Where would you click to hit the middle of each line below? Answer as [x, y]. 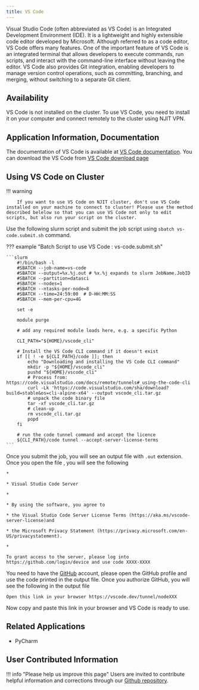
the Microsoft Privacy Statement [53, 531]
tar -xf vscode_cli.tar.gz [61, 404]
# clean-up [41, 409]
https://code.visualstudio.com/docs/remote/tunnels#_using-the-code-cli [98, 383]
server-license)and [30, 521]
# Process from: [48, 378]
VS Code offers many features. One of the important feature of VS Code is [97, 48]
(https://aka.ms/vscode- [160, 515]
